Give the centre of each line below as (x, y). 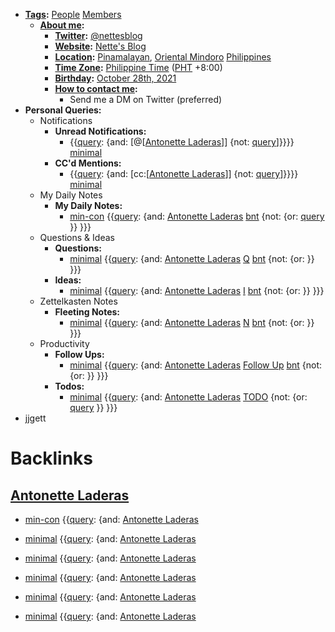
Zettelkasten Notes (78, 301)
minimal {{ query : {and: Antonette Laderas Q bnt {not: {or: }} (192, 258)
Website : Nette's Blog (100, 46)
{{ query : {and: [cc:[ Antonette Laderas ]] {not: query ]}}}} (184, 173)
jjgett (35, 418)
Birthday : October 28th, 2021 (115, 78)
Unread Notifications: (100, 131)
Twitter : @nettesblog (98, 35)
